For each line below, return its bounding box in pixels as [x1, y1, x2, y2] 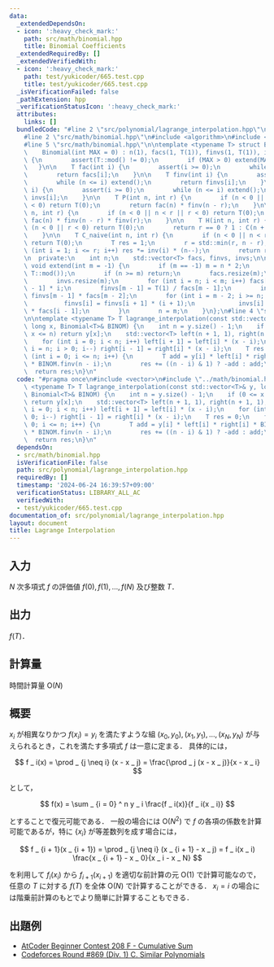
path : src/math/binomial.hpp [24, 34, 123, 43]
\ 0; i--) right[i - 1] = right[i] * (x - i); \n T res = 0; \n [24, 413, 250, 422]
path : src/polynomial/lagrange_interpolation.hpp [16, 466, 188, 475]
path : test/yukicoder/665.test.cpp [24, 72, 145, 81]
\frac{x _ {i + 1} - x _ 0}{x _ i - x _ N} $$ [72, 852, 202, 863]
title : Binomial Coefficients [24, 42, 127, 50]
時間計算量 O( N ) [9, 680, 63, 690]
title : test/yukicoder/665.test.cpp [24, 80, 149, 88]
